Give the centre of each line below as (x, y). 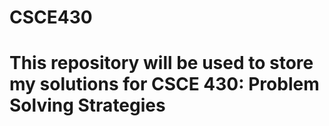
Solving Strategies (87, 105)
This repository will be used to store (161, 63)
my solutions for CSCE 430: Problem (164, 84)
